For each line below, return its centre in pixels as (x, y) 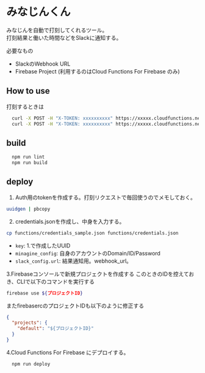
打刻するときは (25, 107)
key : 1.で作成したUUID (43, 246)
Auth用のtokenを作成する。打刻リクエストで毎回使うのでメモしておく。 (106, 197)
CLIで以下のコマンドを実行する (56, 281)
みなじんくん (39, 12)
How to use (28, 91)
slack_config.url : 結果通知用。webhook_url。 (74, 261)
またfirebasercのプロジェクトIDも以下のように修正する (75, 306)
